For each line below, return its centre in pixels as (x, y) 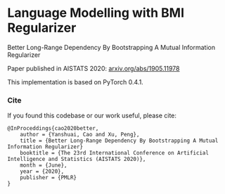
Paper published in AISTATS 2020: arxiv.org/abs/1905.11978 (94, 68)
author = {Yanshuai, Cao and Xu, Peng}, (80, 135)
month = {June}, (44, 166)
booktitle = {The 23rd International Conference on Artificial (115, 153)
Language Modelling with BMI (96, 13)
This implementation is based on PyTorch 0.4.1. (76, 82)
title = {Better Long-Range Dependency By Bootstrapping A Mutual (119, 141)
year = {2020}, (42, 172)
